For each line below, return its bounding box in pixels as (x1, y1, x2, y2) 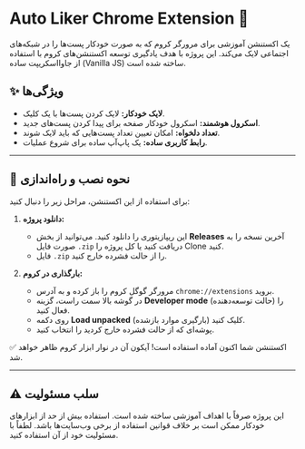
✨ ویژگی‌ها (9, 83, 64, 99)
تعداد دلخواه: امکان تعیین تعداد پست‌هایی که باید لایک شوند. (22, 127, 221, 138)
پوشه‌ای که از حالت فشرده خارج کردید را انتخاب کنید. (35, 324, 215, 335)
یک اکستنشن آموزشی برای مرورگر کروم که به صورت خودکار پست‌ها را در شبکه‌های (9, 38, 290, 49)
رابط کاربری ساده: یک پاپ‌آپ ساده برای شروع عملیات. (22, 136, 208, 148)
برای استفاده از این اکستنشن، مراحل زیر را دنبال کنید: (9, 195, 191, 207)
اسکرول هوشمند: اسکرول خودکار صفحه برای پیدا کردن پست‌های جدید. (22, 117, 261, 128)
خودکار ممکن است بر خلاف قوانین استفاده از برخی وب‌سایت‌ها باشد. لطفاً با (9, 420, 265, 431)
